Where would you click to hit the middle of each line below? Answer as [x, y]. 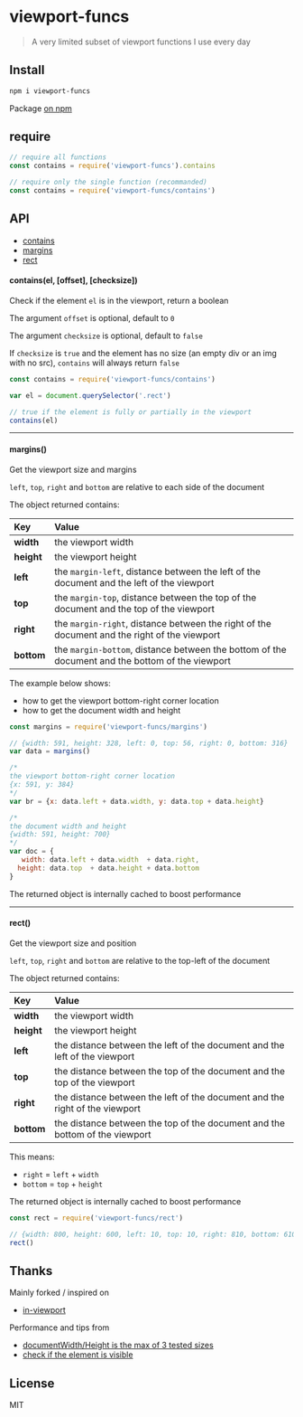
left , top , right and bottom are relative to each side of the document [137, 487]
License [32, 1383]
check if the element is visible [78, 1355]
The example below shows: [60, 683]
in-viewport [44, 1310]
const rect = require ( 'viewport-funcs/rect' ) [96, 1218]
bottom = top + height [63, 1184]
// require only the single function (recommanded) [108, 183]
